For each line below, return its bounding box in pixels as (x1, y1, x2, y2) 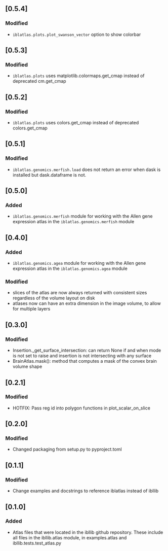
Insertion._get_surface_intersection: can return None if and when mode (12, 348, 161, 354)
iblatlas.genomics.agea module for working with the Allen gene (12, 260, 146, 266)
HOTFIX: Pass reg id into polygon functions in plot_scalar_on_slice (12, 405, 151, 411)
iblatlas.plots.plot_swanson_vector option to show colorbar (12, 31, 141, 38)
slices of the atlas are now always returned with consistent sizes (12, 290, 147, 296)
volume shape (12, 363, 43, 370)
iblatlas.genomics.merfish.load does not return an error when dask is (12, 166, 161, 173)
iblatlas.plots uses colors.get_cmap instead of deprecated (12, 120, 139, 126)
